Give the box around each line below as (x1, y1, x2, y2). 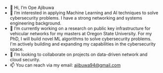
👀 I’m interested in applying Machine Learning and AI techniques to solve (9, 10, 159, 16)
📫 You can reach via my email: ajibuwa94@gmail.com (9, 62, 121, 68)
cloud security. (9, 57, 41, 62)
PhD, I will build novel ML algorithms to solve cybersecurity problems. (9, 36, 152, 42)
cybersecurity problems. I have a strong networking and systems (9, 15, 142, 21)
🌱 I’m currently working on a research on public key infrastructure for (9, 25, 151, 31)
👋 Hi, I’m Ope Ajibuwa (9, 5, 54, 10)
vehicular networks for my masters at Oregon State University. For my (9, 31, 152, 36)
